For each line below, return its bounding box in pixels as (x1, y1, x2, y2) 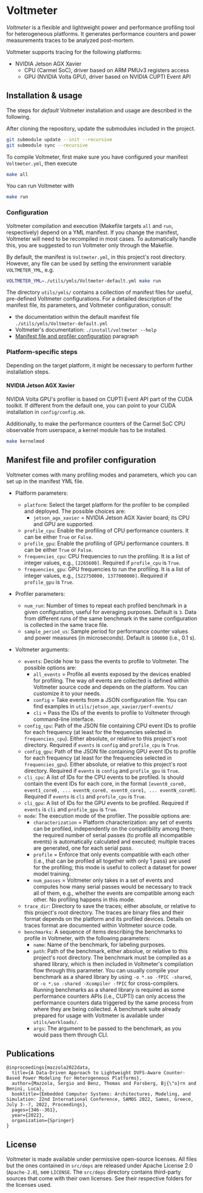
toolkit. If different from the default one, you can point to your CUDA (6, 401, 176, 409)
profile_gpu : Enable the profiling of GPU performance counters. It (24, 540, 189, 547)
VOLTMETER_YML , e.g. (6, 266, 55, 273)
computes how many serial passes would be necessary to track (33, 883, 193, 890)
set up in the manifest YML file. (6, 477, 84, 485)
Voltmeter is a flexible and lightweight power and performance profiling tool (6, 24, 195, 31)
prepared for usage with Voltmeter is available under (33, 1012, 165, 1019)
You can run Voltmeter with (6, 182, 75, 190)
